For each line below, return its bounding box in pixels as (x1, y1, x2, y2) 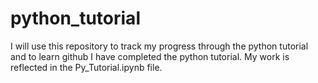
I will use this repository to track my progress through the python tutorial (10, 40, 309, 52)
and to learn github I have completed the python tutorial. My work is (10, 50, 290, 62)
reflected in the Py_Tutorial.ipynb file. (10, 61, 163, 73)
